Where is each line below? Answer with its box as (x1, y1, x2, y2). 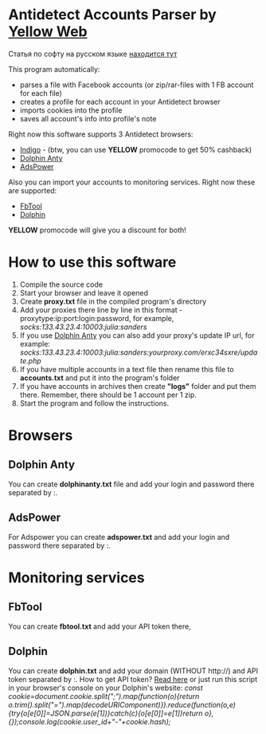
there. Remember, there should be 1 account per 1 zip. (19, 390, 198, 399)
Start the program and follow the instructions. (19, 398, 170, 408)
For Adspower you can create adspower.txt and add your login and (8, 532, 230, 542)
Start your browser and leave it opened (19, 288, 149, 297)
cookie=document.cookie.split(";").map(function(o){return (8, 691, 200, 700)
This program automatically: (8, 64, 100, 73)
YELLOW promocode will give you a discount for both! (8, 225, 187, 235)
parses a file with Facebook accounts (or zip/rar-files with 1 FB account (19, 80, 254, 89)
